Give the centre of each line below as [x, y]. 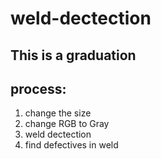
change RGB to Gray [67, 124]
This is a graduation [73, 55]
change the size [58, 113]
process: [38, 88]
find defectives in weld [71, 145]
